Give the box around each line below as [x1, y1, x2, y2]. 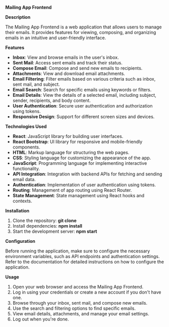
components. [12, 144, 40, 150]
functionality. [12, 166, 40, 171]
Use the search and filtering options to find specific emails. [12, 305, 136, 311]
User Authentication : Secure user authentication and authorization [12, 103, 153, 108]
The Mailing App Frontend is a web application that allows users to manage [5, 24, 162, 30]
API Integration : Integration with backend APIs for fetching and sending [12, 171, 162, 177]
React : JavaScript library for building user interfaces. [12, 133, 123, 139]
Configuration [5, 238, 35, 244]
